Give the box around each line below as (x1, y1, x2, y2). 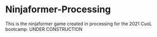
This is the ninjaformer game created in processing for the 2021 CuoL (5, 21, 152, 27)
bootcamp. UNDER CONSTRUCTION (5, 26, 83, 32)
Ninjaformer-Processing (5, 4, 111, 15)
